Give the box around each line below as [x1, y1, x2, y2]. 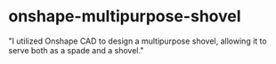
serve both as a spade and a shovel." [8, 44, 144, 55]
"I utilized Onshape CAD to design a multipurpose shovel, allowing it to [8, 36, 268, 46]
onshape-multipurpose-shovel [8, 6, 241, 27]
